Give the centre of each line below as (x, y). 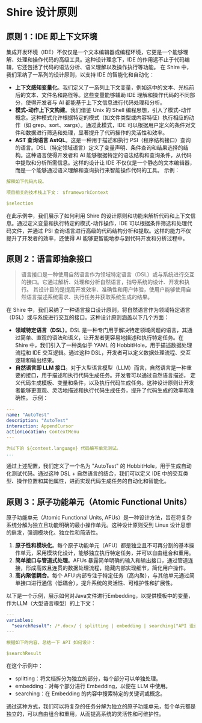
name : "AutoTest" (28, 415)
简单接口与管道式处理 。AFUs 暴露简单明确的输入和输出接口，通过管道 (101, 560)
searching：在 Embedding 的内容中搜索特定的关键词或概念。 (90, 694)
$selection (20, 203)
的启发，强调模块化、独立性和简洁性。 (54, 533)
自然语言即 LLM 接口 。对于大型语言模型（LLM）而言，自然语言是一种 (101, 368)
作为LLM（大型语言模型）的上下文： (51, 603)
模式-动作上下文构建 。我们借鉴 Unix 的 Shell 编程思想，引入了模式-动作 (103, 110)
